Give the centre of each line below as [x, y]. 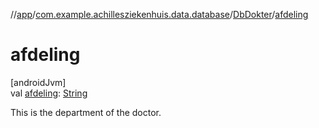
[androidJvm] [38, 82]
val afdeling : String [49, 93]
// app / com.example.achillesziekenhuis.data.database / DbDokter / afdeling [159, 14]
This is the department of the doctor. [86, 112]
